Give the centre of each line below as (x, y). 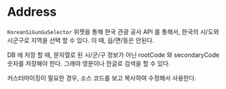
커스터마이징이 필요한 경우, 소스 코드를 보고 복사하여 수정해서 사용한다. (102, 78)
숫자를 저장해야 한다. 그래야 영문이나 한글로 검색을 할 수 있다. (89, 63)
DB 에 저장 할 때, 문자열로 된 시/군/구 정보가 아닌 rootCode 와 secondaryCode (113, 55)
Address (32, 12)
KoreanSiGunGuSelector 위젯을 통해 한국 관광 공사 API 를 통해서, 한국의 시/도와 (113, 31)
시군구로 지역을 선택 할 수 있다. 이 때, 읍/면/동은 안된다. (81, 40)
